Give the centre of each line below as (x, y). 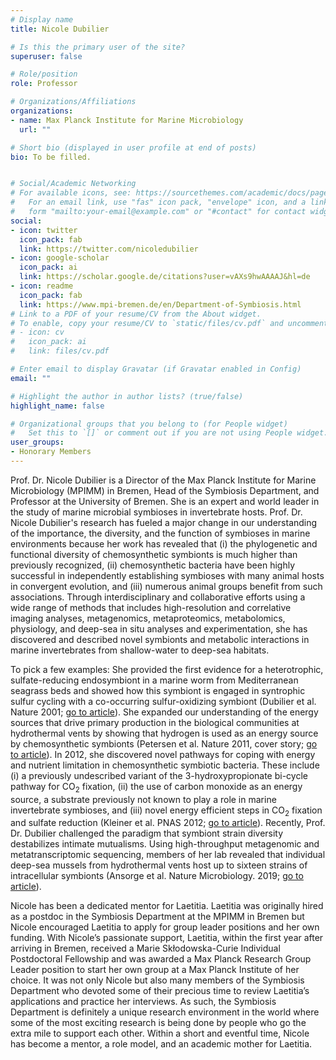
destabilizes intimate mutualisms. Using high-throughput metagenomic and (165, 844)
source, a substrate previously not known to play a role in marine (143, 799)
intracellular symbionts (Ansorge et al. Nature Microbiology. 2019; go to (157, 876)
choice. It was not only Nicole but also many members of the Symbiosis (157, 980)
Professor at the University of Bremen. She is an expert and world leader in (165, 501)
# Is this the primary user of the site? (98, 47)
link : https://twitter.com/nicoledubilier (109, 249)
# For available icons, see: (71, 193)
